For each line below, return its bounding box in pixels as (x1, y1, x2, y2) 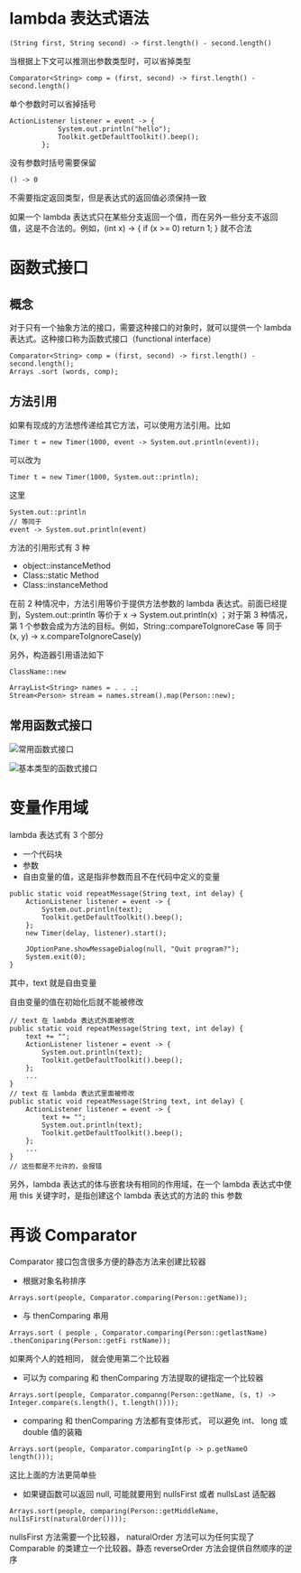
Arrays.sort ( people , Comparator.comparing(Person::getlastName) (9, 1328, 269, 1337)
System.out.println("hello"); (57, 124, 171, 134)
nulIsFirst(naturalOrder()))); (9, 1514, 127, 1524)
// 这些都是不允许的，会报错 (9, 1161, 103, 1170)
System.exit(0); (25, 952, 87, 962)
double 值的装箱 (22, 1427, 83, 1438)
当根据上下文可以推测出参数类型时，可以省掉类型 (9, 55, 191, 66)
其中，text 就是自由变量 (9, 977, 97, 988)
